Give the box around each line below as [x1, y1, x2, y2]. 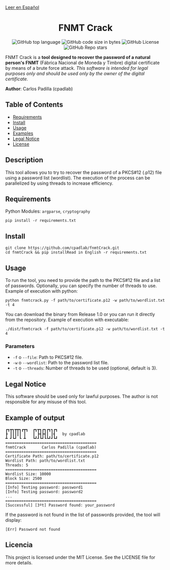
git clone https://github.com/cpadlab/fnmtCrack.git [5, 245, 120, 251]
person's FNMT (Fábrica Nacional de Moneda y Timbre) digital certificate [5, 60, 160, 66]
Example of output [5, 413, 65, 422]
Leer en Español [5, 5, 40, 10]
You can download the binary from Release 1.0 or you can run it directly [5, 311, 155, 317]
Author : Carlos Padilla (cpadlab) [5, 85, 73, 92]
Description [5, 156, 43, 164]
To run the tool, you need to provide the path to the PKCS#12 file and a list [5, 277, 160, 283]
